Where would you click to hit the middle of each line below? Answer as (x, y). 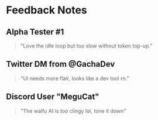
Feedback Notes (47, 10)
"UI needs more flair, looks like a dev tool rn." (75, 78)
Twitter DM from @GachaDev (61, 64)
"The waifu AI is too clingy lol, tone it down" (73, 111)
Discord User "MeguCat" (53, 97)
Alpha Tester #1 (35, 32)
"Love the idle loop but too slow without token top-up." (86, 46)
